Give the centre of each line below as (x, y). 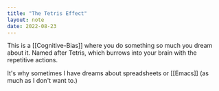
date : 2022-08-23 (32, 26)
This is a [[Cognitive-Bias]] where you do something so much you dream (110, 46)
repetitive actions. (33, 60)
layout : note (26, 20)
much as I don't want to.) (42, 81)
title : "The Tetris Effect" (47, 13)
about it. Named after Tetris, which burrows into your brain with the (102, 53)
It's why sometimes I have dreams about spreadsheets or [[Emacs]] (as (108, 73)
